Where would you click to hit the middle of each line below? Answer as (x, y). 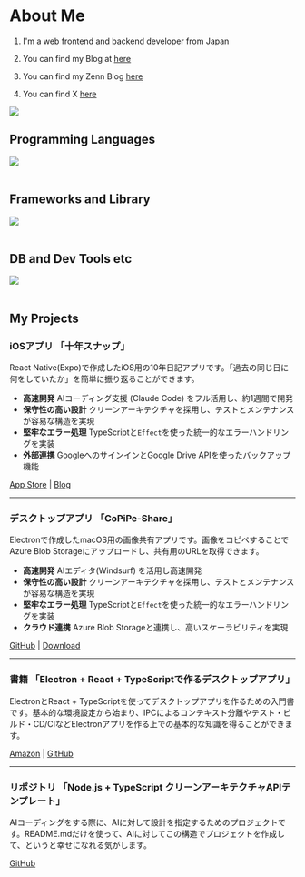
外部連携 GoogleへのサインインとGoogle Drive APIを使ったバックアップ (157, 455)
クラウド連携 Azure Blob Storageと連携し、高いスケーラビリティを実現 (155, 628)
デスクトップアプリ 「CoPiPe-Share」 (93, 518)
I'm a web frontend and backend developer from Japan (126, 41)
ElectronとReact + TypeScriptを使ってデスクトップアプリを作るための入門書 (152, 701)
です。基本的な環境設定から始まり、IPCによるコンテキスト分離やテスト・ (147, 712)
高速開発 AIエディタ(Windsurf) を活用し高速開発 (112, 570)
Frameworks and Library (80, 200)
